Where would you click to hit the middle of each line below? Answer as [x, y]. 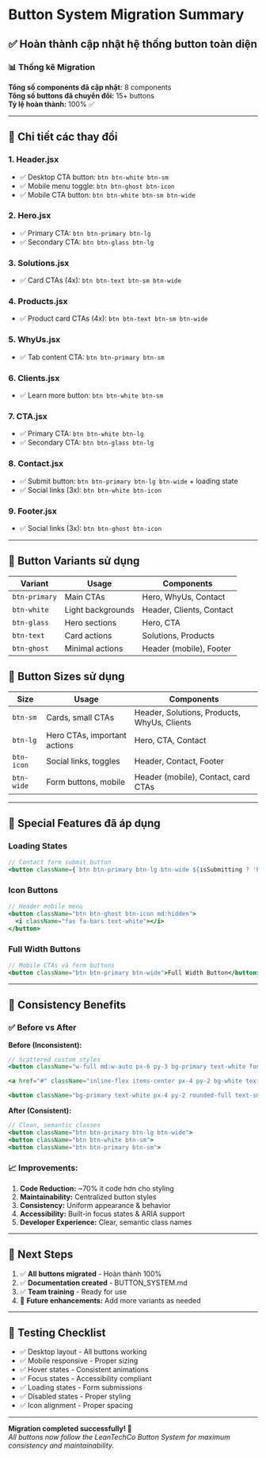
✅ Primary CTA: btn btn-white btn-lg [82, 433]
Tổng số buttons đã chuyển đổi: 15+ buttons [81, 95]
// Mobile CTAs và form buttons [61, 966]
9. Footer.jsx [32, 511]
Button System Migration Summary [126, 15]
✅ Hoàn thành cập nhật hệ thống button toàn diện [133, 44]
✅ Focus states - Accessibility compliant [85, 1379]
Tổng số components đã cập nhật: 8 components [90, 87]
